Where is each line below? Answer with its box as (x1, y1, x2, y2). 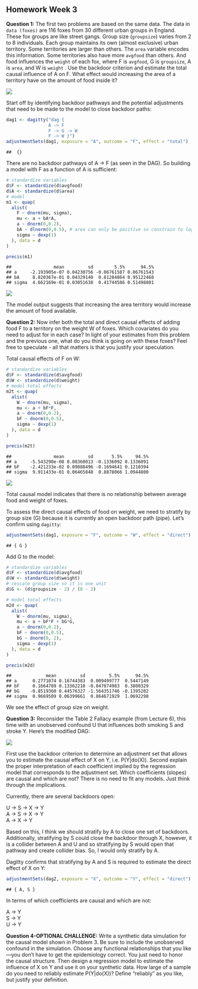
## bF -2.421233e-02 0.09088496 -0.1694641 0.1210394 (6, 464, 149, 470)
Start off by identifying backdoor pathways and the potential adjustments (6, 99, 184, 106)
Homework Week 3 (6, 5, 78, 15)
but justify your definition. (6, 976, 69, 983)
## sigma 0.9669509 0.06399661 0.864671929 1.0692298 (6, 693, 149, 700)
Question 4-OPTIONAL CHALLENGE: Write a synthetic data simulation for (6, 932, 187, 940)
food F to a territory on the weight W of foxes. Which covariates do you (6, 325, 179, 332)
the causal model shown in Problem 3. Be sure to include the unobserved (6, 939, 184, 946)
